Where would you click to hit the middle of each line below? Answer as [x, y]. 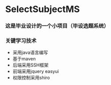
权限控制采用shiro [31, 78]
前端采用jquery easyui [36, 71]
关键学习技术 [21, 41]
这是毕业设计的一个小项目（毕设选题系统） [57, 26]
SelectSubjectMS [43, 9]
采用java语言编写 [30, 53]
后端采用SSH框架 [31, 65]
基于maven [24, 59]
